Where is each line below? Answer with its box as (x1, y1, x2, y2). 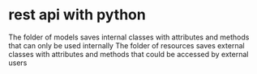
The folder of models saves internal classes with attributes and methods (8, 32, 250, 42)
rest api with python (8, 6, 146, 24)
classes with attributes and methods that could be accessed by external (8, 49, 249, 59)
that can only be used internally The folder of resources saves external (8, 40, 245, 50)
